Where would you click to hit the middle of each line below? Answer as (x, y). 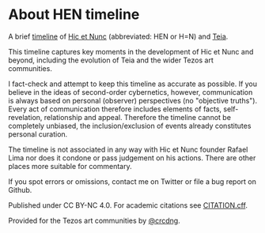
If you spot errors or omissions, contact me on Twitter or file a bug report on (132, 181)
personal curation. (38, 134)
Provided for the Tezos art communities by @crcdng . (94, 220)
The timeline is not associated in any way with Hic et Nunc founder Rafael (128, 149)
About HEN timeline (74, 15)
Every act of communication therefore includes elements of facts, (115, 109)
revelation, (25, 117)
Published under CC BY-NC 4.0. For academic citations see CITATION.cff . (128, 205)
